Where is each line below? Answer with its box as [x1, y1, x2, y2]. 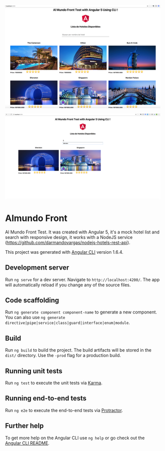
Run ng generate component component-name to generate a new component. [5, 309, 158, 315]
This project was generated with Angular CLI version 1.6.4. [5, 249, 124, 255]
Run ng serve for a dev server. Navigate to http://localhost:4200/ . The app [5, 276, 160, 282]
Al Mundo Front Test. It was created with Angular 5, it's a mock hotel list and [5, 229, 160, 235]
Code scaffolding [5, 296, 59, 304]
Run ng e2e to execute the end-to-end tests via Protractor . [5, 407, 123, 413]
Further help [5, 422, 44, 430]
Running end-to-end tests [5, 394, 87, 403]
